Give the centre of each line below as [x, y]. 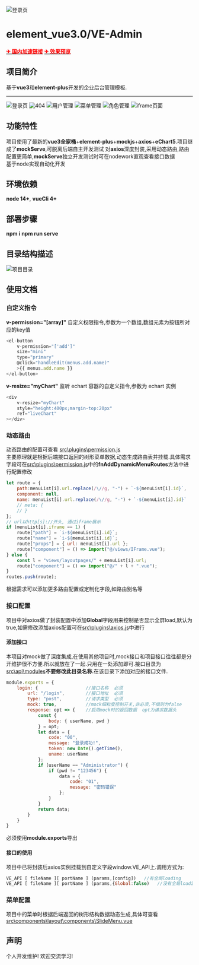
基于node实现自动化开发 [36, 164]
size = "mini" [31, 352]
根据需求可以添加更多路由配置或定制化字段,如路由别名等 [75, 589]
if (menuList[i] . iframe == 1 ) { [46, 527]
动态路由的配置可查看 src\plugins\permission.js [63, 450]
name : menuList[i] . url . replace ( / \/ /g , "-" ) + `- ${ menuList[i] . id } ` [102, 500]
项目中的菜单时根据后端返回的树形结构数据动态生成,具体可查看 [82, 914]
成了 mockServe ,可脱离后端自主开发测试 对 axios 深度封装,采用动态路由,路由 [98, 149]
